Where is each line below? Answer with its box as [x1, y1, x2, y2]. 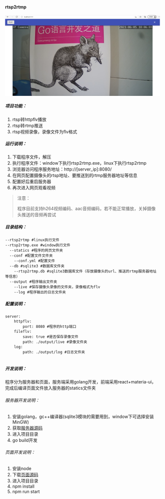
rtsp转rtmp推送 [12, 122, 43, 128]
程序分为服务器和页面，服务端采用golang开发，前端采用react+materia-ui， [5, 379, 156, 385]
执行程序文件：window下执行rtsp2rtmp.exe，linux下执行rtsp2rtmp [12, 160, 147, 166]
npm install [12, 483, 35, 489]
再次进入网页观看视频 [12, 185, 55, 191]
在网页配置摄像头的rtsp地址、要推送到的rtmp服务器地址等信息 [12, 173, 137, 178]
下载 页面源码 [12, 471, 38, 477]
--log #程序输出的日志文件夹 [14, 290, 66, 295]
